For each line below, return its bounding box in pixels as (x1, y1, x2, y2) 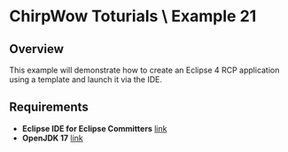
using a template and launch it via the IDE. (9, 74, 162, 85)
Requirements (9, 100, 89, 115)
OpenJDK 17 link (21, 133, 84, 143)
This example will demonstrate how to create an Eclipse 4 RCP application (9, 65, 280, 75)
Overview (9, 42, 65, 57)
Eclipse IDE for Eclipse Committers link (21, 123, 167, 133)
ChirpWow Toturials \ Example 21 (9, 6, 257, 27)
